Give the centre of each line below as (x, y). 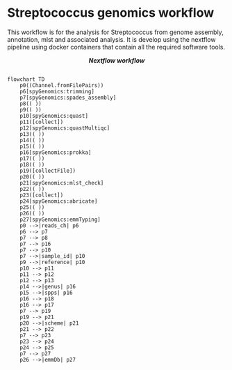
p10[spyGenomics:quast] (54, 116)
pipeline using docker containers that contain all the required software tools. (116, 47)
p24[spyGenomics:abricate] (59, 201)
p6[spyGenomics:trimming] (57, 91)
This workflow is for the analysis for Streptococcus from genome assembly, (115, 32)
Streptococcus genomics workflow (111, 13)
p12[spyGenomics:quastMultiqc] (65, 128)
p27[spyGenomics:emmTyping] (60, 219)
